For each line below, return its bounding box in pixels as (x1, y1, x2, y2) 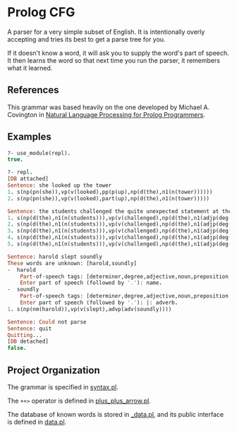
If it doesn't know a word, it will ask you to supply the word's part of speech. (7, 49, 229, 57)
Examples (7, 131, 51, 143)
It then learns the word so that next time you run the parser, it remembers (7, 56, 221, 64)
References (7, 84, 59, 96)
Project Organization (7, 364, 100, 376)
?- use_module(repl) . (7, 150, 71, 157)
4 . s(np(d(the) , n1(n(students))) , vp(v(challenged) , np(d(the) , (7, 234, 194, 241)
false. (7, 345, 27, 352)
